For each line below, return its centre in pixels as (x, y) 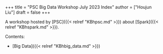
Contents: (15, 37)
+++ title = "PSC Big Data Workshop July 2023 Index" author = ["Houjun (79, 7)
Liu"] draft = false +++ (28, 12)
